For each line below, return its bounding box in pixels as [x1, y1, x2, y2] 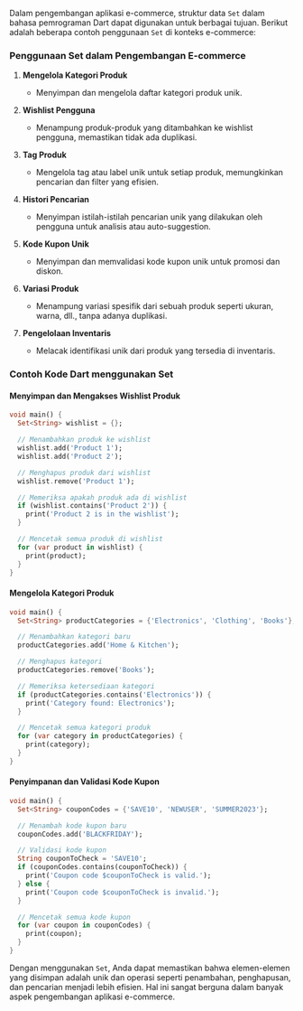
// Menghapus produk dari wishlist [17, 468, 151, 477]
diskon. [35, 266, 64, 276]
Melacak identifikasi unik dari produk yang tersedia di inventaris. [35, 345, 276, 356]
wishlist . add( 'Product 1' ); [17, 444, 124, 453]
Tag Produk [22, 149, 68, 161]
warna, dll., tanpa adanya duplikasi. [35, 311, 168, 322]
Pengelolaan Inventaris [22, 328, 111, 339]
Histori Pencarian [22, 194, 90, 205]
